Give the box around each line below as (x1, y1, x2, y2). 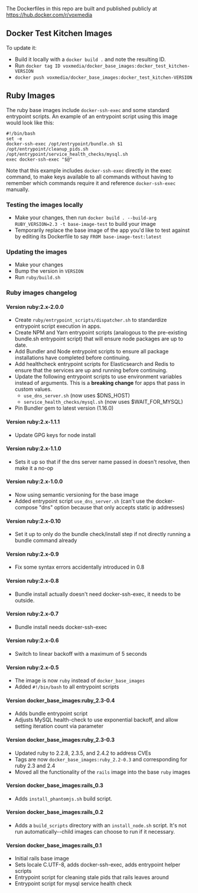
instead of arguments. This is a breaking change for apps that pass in (14, 379, 185, 387)
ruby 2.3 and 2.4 (14, 762, 56, 769)
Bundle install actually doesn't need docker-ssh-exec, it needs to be (14, 590, 181, 598)
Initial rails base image (14, 855, 69, 862)
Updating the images (6, 247, 67, 256)
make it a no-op (14, 464, 54, 471)
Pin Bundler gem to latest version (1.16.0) (14, 404, 114, 412)
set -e (6, 136, 22, 142)
